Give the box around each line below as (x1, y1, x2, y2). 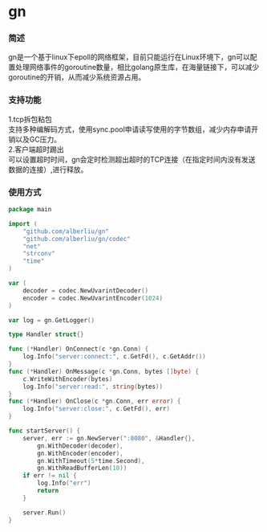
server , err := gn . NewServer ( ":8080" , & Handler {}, (22, 434, 196, 442)
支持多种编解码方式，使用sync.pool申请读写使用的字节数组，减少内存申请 (8, 124, 252, 134)
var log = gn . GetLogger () (8, 316, 95, 324)
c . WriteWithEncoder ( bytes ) (22, 374, 113, 383)
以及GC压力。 (14, 134, 62, 144)
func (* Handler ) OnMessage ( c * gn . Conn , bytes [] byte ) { (8, 367, 199, 375)
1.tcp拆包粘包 (8, 114, 52, 124)
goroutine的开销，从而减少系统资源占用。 (8, 72, 146, 82)
